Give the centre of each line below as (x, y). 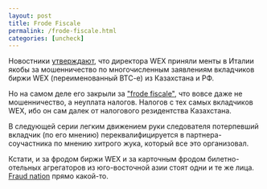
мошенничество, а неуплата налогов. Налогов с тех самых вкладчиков (131, 102)
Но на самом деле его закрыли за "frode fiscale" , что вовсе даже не (125, 94)
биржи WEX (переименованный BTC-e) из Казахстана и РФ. (111, 78)
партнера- (204, 135)
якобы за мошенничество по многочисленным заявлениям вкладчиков (131, 70)
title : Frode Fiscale (45, 23)
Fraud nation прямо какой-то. (58, 176)
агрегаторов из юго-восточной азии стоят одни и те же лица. (149, 168)
